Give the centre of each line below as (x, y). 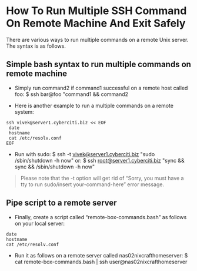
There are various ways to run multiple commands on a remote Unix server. (97, 39)
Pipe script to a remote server (61, 203)
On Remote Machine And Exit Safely (96, 23)
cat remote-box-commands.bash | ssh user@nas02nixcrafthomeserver (101, 262)
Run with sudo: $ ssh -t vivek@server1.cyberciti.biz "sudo (85, 154)
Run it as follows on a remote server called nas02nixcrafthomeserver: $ (101, 255)
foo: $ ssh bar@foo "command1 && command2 (71, 94)
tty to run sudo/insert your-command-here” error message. (92, 184)
